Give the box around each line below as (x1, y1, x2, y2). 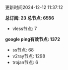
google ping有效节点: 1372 (5, 36, 61, 42)
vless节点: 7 (12, 25, 37, 31)
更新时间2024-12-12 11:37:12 (5, 4, 63, 10)
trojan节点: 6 (12, 59, 38, 65)
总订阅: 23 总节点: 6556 (5, 15, 55, 21)
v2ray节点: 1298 (12, 53, 46, 59)
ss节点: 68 (12, 47, 34, 52)
